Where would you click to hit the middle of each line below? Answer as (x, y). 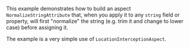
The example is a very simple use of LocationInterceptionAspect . (86, 39)
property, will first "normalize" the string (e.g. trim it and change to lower (95, 21)
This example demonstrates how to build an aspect (69, 9)
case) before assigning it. (37, 27)
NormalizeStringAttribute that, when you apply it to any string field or (93, 15)
